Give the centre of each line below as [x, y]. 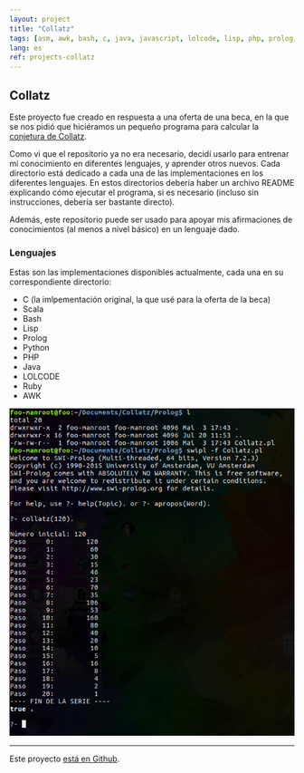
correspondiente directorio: [60, 282]
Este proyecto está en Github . [65, 759]
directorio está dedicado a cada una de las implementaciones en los [137, 173]
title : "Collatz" [42, 29]
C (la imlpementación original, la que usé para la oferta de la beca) [147, 300]
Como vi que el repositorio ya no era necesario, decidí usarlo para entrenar [149, 153]
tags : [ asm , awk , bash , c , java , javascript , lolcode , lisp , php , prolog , [153, 38]
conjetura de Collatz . [48, 136]
